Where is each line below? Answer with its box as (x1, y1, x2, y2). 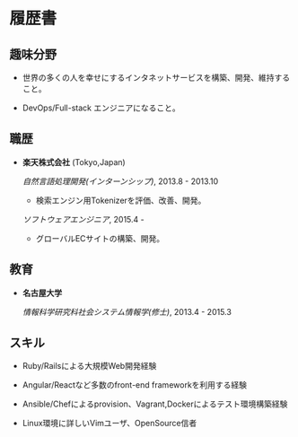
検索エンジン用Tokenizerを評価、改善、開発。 (35, 195, 206, 205)
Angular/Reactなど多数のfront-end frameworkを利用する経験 (22, 380, 248, 390)
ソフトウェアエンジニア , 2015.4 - (22, 214, 145, 224)
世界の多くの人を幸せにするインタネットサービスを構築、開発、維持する (22, 73, 290, 83)
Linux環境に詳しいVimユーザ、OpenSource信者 (22, 418, 197, 429)
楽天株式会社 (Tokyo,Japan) (22, 156, 126, 167)
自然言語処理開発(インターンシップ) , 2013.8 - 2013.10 (22, 176, 219, 187)
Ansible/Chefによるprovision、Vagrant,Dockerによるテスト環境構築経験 (22, 398, 288, 409)
